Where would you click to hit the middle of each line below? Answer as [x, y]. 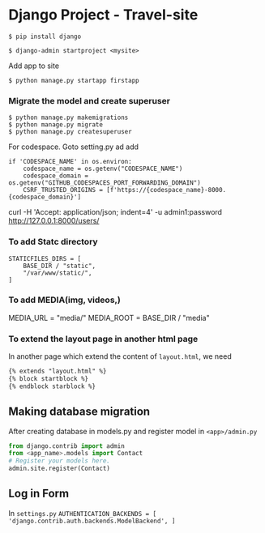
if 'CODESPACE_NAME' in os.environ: [70, 162]
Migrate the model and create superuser [89, 100]
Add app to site [34, 66]
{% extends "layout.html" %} [58, 371]
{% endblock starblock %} [52, 386]
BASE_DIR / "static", [59, 266]
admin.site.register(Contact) [60, 469]
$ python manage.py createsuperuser [70, 132]
